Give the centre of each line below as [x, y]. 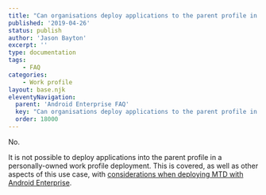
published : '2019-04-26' [49, 23]
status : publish [35, 30]
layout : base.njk [37, 90]
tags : [17, 60]
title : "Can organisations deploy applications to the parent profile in [133, 16]
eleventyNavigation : [42, 97]
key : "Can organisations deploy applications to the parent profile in [137, 112]
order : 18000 [37, 119]
